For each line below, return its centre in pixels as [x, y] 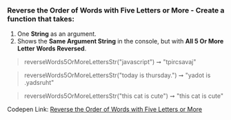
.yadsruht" [39, 83]
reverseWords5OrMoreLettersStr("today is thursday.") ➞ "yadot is [117, 75]
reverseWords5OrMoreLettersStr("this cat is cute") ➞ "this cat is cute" [124, 96]
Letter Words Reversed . [52, 49]
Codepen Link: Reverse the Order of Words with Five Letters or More [105, 110]
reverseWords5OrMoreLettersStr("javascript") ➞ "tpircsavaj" [110, 62]
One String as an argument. [57, 34]
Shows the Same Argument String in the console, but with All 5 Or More [120, 41]
